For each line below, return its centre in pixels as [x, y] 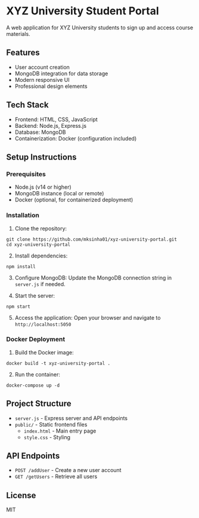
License [21, 495]
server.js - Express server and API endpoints [71, 418]
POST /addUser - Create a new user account [68, 470]
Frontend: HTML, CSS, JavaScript [56, 119]
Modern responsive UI [42, 79]
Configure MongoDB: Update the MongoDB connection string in [93, 278]
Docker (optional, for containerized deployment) [74, 200]
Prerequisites [26, 174]
